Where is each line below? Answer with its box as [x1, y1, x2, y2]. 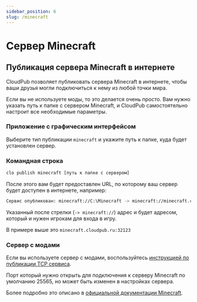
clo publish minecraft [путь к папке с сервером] [6, 170, 130, 176]
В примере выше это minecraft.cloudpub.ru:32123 [6, 226, 131, 233]
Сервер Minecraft [6, 39, 96, 53]
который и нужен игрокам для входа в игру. [6, 215, 117, 222]
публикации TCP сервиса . [6, 260, 72, 267]
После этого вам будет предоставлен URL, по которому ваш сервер [6, 180, 178, 187]
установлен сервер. [6, 142, 57, 149]
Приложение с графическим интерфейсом [6, 122, 136, 131]
